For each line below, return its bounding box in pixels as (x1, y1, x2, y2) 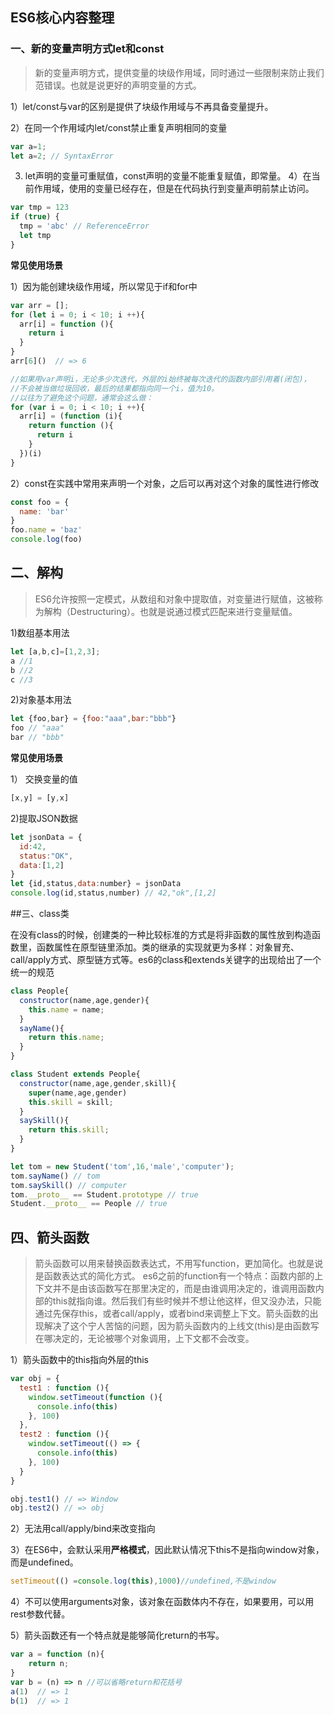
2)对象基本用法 (10, 694, 72, 706)
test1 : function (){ (19, 1383, 110, 1393)
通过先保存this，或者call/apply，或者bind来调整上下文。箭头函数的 (34, 1308, 310, 1320)
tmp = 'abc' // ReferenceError (19, 221, 150, 232)
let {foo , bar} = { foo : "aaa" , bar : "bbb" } (10, 714, 177, 724)
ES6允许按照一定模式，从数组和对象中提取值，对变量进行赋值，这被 (34, 593, 315, 605)
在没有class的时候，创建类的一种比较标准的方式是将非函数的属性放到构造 (10, 929, 313, 940)
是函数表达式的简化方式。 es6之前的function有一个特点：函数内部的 (34, 1270, 315, 1282)
